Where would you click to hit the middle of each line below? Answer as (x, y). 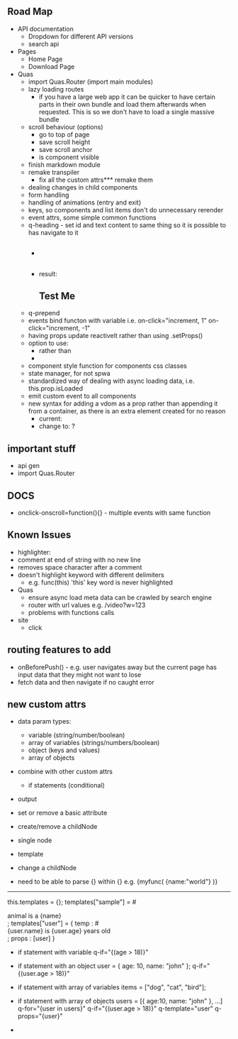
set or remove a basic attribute (62, 813)
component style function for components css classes (108, 366)
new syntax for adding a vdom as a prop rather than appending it (123, 403)
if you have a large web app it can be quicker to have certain (127, 97)
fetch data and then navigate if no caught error (86, 682)
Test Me (57, 296)
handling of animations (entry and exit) (85, 202)
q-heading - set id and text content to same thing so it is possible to (127, 225)
